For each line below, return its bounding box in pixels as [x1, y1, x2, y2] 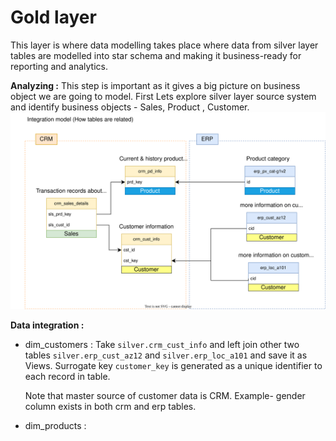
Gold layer [10, 6, 97, 29]
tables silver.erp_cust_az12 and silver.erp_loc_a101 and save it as [24, 349, 308, 361]
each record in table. [24, 370, 111, 382]
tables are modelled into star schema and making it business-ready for [10, 49, 302, 61]
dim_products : [24, 419, 87, 431]
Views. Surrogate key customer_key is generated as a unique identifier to [24, 359, 323, 371]
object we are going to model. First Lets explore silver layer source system [10, 90, 317, 102]
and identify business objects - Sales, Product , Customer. [10, 101, 250, 113]
